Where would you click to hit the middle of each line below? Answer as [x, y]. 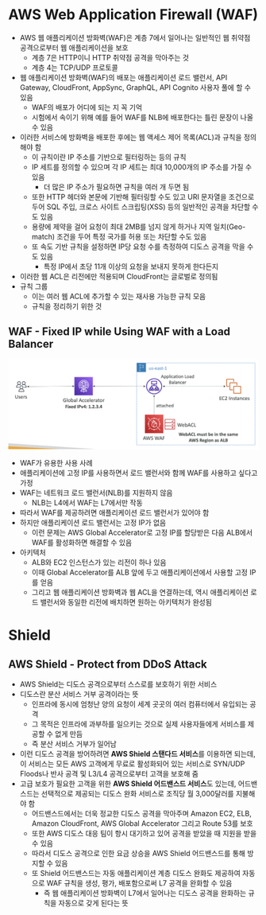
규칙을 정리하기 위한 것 [67, 306]
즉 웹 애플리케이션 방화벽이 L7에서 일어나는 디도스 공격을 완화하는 [145, 894]
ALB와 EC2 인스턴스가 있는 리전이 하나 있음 [99, 563]
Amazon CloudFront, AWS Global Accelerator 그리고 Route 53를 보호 [142, 823]
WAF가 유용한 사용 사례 [56, 463]
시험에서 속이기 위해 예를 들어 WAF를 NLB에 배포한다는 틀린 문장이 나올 [143, 117]
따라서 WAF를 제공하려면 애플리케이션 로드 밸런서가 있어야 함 [114, 513]
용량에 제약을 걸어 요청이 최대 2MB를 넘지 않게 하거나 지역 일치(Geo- [139, 226]
